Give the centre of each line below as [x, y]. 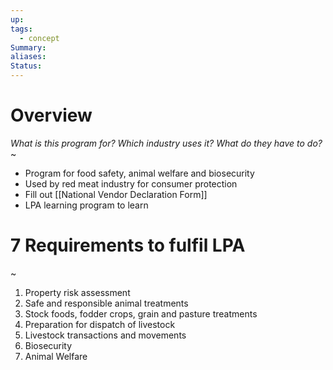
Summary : [28, 47]
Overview [51, 115]
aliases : [28, 57]
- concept [39, 38]
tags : [21, 29]
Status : [26, 66]
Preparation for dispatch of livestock [100, 324]
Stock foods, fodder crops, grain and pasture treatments [141, 313]
